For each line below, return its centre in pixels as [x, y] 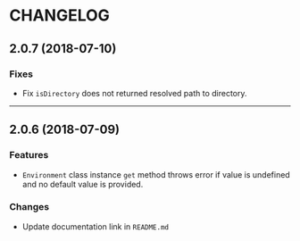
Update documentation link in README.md [96, 226]
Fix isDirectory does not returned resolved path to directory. [134, 93]
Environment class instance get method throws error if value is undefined [156, 174]
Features [29, 155]
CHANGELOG [59, 16]
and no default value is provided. [83, 184]
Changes [29, 207]
